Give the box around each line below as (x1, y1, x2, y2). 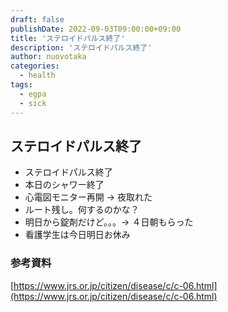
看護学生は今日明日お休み (24, 229, 131, 241)
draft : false (10, 14, 65, 25)
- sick (19, 98, 47, 108)
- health (19, 71, 56, 81)
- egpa (19, 89, 47, 99)
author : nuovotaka (10, 52, 87, 62)
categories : (10, 61, 60, 71)
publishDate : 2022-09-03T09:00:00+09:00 (10, 24, 182, 34)
